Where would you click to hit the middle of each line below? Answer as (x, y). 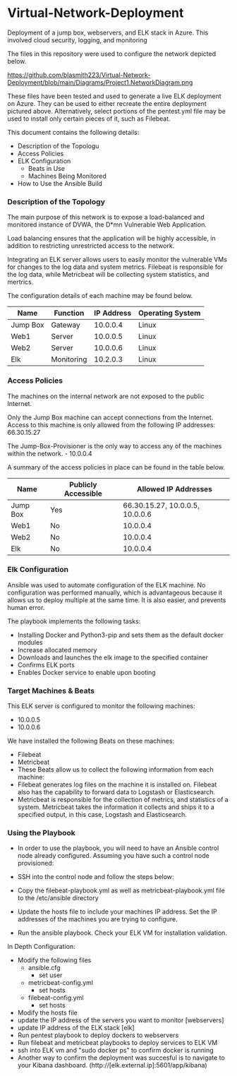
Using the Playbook (41, 833)
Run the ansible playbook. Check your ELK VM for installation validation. (122, 933)
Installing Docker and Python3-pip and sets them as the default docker (120, 635)
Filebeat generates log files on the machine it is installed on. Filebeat (117, 784)
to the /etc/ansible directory (58, 898)
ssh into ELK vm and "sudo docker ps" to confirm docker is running (115, 1051)
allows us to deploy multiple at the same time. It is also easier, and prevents (117, 600)
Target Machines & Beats (51, 691)
